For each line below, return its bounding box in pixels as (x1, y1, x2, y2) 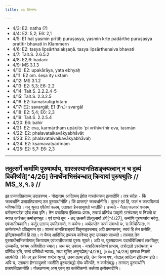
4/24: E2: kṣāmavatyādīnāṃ (12, 140, 70, 146)
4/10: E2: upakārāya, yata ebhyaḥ (12, 67, 81, 73)
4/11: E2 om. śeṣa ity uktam (12, 72, 68, 78)
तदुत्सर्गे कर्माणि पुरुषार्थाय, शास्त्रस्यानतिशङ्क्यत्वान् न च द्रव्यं (5, 165, 141, 173)
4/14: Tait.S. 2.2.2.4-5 (12, 88, 57, 94)
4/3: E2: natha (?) (12, 25, 48, 31)
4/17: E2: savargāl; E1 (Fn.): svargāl (12, 104, 83, 110)
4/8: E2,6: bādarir (12, 56, 48, 62)
